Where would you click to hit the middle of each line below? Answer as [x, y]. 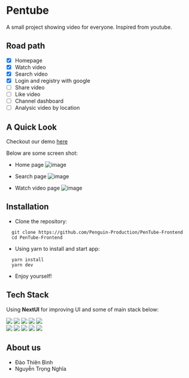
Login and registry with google [53, 80]
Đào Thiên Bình [34, 362]
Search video [31, 74]
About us [24, 348]
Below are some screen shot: [42, 153]
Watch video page [37, 188]
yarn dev [22, 265]
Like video [28, 94]
